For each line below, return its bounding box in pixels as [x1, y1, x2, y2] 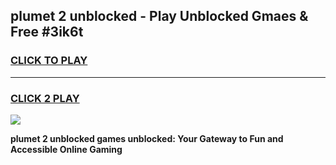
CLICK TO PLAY [10, 54, 88, 68]
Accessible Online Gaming [10, 143, 123, 155]
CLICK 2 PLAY [10, 91, 80, 105]
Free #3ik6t [10, 24, 84, 41]
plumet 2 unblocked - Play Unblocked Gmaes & [10, 8, 309, 25]
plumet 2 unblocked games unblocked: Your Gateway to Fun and [10, 132, 284, 144]
